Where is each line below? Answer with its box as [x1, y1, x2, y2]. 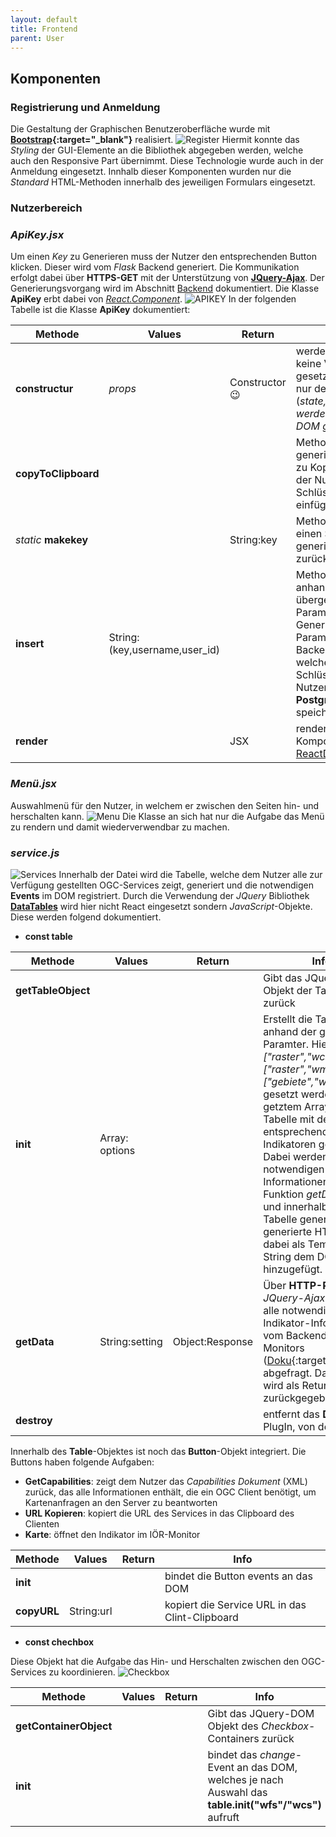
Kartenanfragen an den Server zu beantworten [24, 1496, 218, 1508]
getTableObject [15, 983, 91, 997]
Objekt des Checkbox [207, 1719, 310, 1733]
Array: [99, 1131, 129, 1145]
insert [15, 637, 45, 651]
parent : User [10, 33, 65, 43]
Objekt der [263, 983, 313, 997]
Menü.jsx [10, 777, 57, 791]
